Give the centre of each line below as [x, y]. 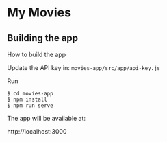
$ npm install [27, 99]
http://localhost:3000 [37, 131]
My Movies [39, 13]
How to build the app [37, 54]
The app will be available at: [47, 118]
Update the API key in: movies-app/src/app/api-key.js [84, 68]
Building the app [43, 38]
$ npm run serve [30, 106]
